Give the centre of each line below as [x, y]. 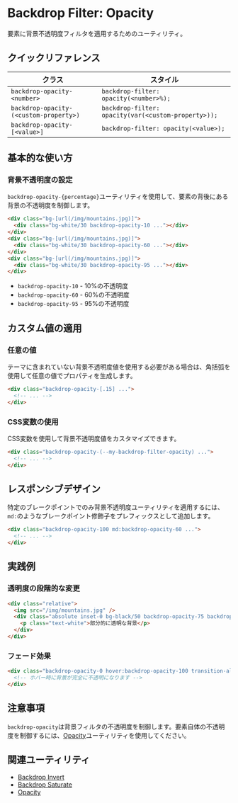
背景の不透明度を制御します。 [51, 205]
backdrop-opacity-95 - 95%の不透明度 [73, 304]
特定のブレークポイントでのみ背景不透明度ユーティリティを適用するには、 [116, 507]
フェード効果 [29, 656]
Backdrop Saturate [45, 785]
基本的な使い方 [40, 158]
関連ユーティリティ [49, 760]
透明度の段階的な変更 [44, 588]
